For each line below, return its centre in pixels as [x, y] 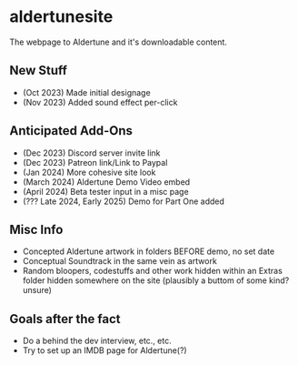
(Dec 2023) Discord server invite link [91, 153]
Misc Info [36, 229]
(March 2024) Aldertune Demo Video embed [106, 182]
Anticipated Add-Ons [71, 131]
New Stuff [39, 71]
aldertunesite [61, 17]
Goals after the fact [65, 319]
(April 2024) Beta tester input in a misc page [105, 191]
